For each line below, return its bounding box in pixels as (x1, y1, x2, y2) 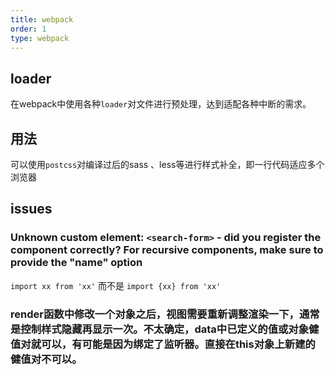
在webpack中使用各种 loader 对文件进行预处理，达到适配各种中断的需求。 (10, 98, 312, 110)
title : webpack (10, 14, 74, 25)
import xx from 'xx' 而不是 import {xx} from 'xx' (10, 279, 222, 291)
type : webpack (10, 33, 70, 43)
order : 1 (10, 24, 47, 34)
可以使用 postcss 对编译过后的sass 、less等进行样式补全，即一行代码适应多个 (10, 159, 325, 170)
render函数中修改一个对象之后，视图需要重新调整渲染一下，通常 (10, 307, 320, 321)
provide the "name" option (10, 256, 143, 270)
